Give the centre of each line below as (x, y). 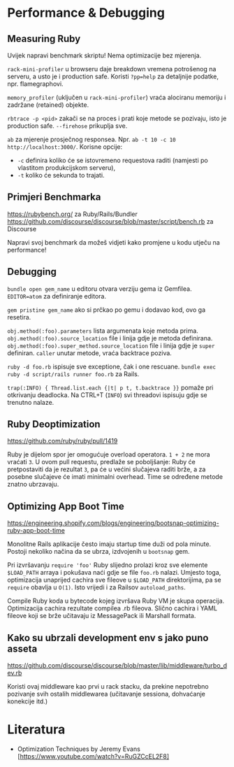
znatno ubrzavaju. (33, 485)
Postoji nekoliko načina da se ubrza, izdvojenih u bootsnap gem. (98, 552)
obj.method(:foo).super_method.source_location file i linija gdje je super (111, 345)
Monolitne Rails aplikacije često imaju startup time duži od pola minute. (109, 544)
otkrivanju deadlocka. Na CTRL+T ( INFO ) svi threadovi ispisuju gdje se (107, 395)
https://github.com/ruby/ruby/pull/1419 (63, 441)
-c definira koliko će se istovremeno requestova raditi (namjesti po (112, 160)
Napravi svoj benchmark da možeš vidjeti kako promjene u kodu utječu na (114, 242)
